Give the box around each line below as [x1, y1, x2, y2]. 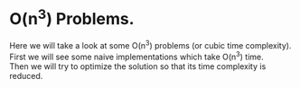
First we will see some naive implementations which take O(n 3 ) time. [9, 49, 264, 62]
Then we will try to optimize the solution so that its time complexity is [9, 60, 267, 72]
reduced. [9, 70, 43, 81]
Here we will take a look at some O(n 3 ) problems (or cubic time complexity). [9, 39, 292, 50]
